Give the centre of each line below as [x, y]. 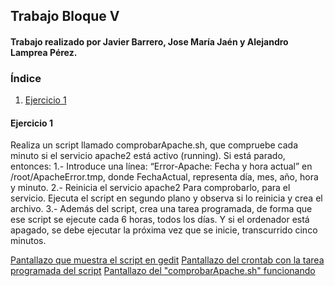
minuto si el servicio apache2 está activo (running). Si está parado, [148, 156]
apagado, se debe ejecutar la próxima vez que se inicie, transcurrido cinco [164, 230]
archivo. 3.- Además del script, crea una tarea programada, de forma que [161, 209]
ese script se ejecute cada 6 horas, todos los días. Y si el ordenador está [160, 220]
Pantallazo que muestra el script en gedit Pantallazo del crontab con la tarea [167, 260]
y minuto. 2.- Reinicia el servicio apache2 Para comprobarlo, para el [150, 188]
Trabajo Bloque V [65, 16]
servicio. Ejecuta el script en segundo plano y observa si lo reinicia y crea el [166, 198]
